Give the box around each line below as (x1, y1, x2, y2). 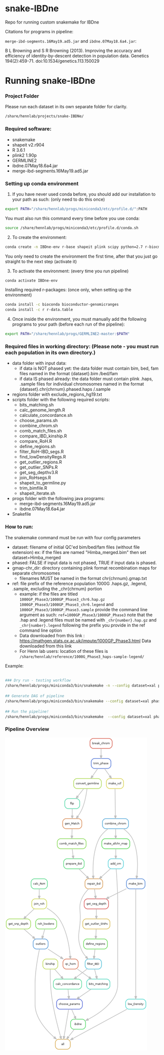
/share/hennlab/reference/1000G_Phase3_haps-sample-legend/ (19, 654, 144, 659)
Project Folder (5, 93, 39, 99)
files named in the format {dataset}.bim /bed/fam (19, 371, 118, 377)
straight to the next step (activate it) (5, 258, 77, 264)
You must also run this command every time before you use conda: (5, 215, 140, 221)
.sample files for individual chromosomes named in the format (19, 381, 144, 387)
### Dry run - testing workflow (5, 678, 71, 683)
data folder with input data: (12, 360, 67, 366)
